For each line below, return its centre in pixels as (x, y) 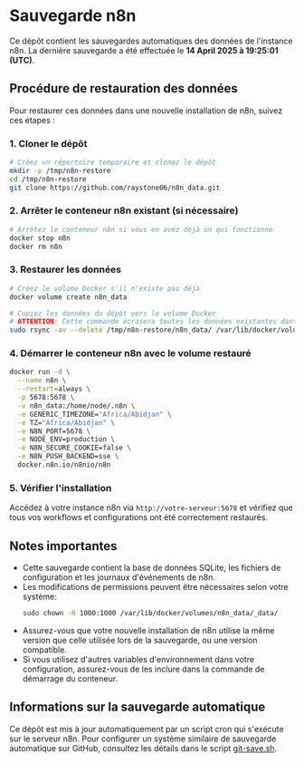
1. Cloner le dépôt (48, 143)
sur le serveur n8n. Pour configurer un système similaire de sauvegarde (143, 739)
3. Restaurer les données (66, 270)
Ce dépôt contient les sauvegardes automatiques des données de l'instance (151, 41)
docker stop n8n (40, 238)
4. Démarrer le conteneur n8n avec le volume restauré (130, 353)
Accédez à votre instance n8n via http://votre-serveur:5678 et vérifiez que (152, 507)
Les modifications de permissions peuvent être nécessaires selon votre (155, 587)
